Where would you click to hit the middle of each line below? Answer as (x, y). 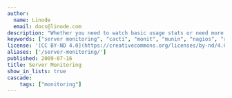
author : (18, 13)
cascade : (20, 78)
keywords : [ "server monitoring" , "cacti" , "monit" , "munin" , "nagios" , (113, 39)
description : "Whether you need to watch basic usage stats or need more (116, 33)
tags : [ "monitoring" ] (50, 84)
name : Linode (32, 20)
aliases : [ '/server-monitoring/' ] (57, 52)
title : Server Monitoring (44, 65)
